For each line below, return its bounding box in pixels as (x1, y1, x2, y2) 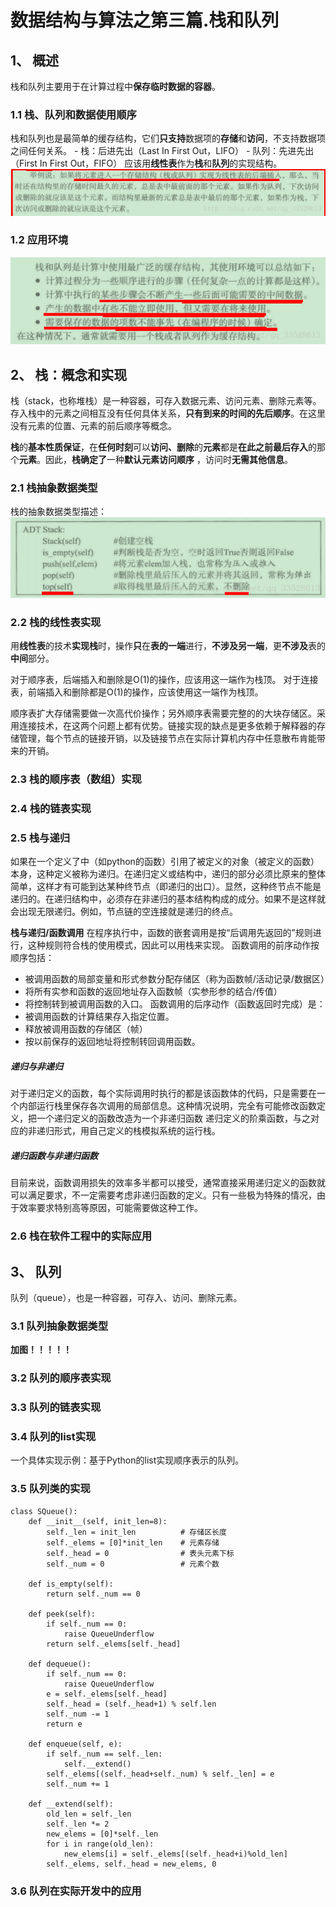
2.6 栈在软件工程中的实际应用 (10, 1229, 153, 1243)
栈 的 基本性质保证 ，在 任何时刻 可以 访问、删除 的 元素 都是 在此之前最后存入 (10, 441, 308, 453)
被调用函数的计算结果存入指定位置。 (24, 1011, 175, 1023)
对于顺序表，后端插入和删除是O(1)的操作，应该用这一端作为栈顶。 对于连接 (10, 674, 319, 686)
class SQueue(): (10, 1506, 78, 1516)
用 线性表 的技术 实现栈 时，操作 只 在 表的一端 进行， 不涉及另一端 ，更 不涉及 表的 (10, 640, 326, 652)
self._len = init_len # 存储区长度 (46, 1527, 227, 1537)
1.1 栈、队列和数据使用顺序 (10, 107, 137, 121)
